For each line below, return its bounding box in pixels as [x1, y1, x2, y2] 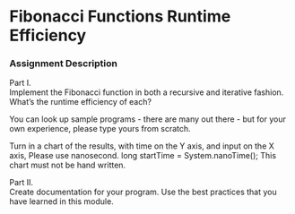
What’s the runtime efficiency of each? [9, 97, 152, 107]
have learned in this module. [9, 196, 114, 207]
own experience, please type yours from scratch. [9, 124, 191, 134]
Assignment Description [9, 57, 118, 70]
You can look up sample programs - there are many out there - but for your [9, 114, 287, 124]
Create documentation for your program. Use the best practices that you [9, 186, 277, 198]
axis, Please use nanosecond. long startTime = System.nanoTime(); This [9, 150, 276, 161]
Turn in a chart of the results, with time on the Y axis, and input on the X [9, 141, 275, 151]
